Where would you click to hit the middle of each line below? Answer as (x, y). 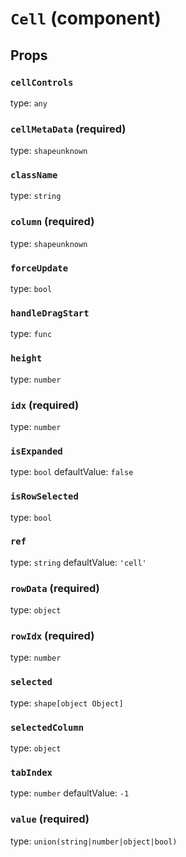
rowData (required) (55, 588)
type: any (29, 103)
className (34, 175)
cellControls (42, 82)
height (26, 358)
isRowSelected (44, 496)
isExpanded (36, 451)
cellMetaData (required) (68, 129)
